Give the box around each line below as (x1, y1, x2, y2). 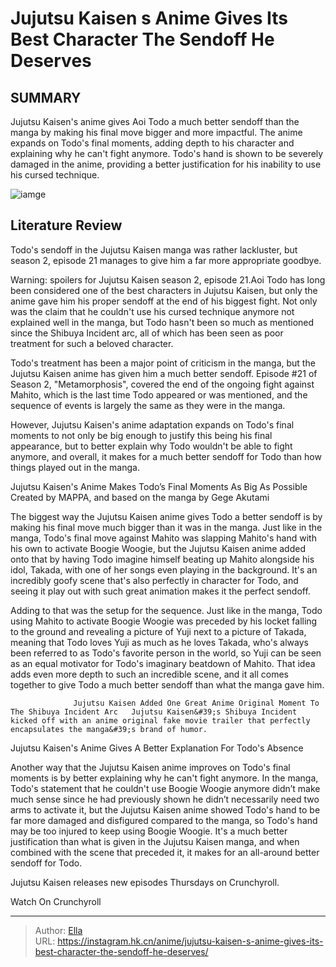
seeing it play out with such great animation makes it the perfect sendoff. (10, 585, 311, 597)
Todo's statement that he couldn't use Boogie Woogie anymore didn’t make (10, 782, 321, 794)
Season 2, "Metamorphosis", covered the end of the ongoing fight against (10, 378, 315, 390)
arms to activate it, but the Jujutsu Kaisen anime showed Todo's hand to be (10, 803, 321, 816)
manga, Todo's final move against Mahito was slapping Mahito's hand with (10, 532, 317, 544)
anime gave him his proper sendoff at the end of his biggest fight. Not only (10, 295, 318, 307)
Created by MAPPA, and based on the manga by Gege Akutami (10, 491, 270, 503)
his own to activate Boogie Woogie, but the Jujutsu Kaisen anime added (10, 542, 306, 554)
